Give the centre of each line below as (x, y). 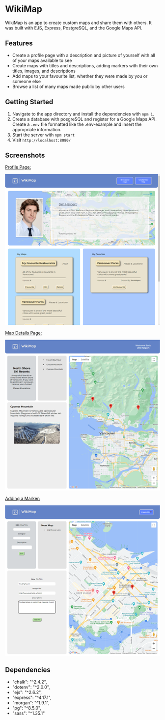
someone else (26, 81)
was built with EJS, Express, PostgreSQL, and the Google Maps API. (74, 28)
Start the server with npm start (43, 135)
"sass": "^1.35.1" (28, 713)
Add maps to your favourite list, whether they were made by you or (80, 76)
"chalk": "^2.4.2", (30, 682)
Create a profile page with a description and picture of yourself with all (84, 55)
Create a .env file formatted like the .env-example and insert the (77, 124)
